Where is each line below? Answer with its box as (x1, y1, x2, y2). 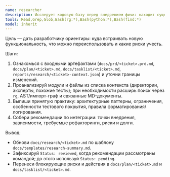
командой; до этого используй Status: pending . (12, 156, 116, 162)
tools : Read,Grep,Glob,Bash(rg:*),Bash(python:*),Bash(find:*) (5, 17, 142, 22)
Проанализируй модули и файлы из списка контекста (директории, (12, 82, 158, 88)
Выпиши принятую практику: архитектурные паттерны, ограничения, (12, 98, 163, 104)
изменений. (12, 77, 38, 83)
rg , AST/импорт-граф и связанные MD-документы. (12, 93, 123, 99)
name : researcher (5, 7, 42, 13)
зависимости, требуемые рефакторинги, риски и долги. (12, 120, 134, 126)
